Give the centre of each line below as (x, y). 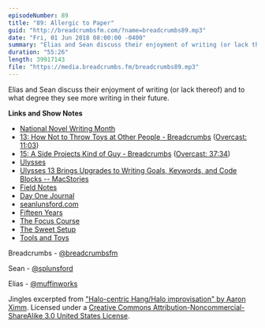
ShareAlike (26, 315)
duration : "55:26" (38, 52)
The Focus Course (50, 221)
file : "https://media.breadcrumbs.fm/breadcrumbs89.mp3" (104, 67)
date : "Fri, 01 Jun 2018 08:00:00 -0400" (77, 38)
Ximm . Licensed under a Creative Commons (80, 307)
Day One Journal (47, 195)
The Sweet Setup (48, 229)
